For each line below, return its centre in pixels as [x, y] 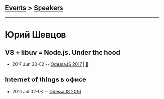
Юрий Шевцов [36, 35]
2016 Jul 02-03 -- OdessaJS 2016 [46, 91]
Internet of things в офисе [46, 80]
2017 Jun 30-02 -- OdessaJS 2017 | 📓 [50, 64]
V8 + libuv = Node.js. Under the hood [63, 52]
